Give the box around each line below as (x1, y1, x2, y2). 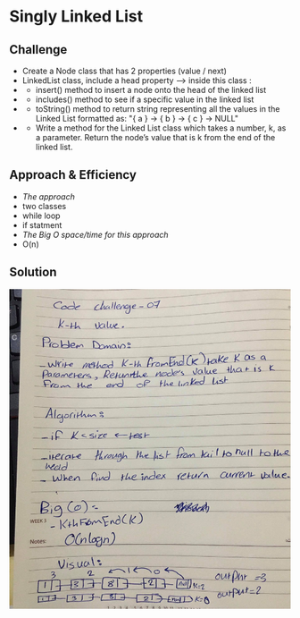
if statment (21, 219, 62, 230)
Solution (9, 265, 57, 280)
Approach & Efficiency (9, 167, 137, 182)
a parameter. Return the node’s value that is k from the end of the (35, 132, 276, 142)
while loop (21, 210, 61, 221)
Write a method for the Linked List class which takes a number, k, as (35, 123, 287, 133)
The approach (21, 190, 76, 202)
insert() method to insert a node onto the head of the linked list (35, 85, 267, 95)
